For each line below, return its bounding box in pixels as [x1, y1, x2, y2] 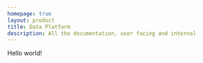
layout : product [7, 17, 55, 24]
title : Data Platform [7, 23, 71, 30]
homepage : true [7, 10, 52, 17]
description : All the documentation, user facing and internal [7, 29, 197, 37]
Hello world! [7, 49, 42, 57]
